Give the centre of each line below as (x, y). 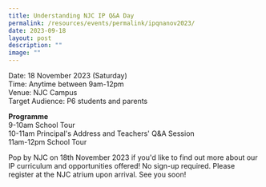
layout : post (30, 38)
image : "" (25, 53)
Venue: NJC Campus (43, 92)
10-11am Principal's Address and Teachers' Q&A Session (101, 133)
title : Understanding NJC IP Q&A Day (71, 16)
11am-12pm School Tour (48, 142)
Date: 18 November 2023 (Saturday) (68, 76)
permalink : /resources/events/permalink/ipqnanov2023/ (102, 23)
